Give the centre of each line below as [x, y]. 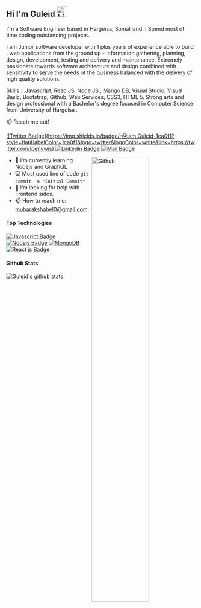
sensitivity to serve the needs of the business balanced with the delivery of [99, 72]
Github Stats [22, 263]
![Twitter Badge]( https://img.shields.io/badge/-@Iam [71, 136]
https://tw [183, 142]
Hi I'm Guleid [31, 14]
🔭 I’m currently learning [44, 160]
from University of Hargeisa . [42, 110]
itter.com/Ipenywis [29, 148]
